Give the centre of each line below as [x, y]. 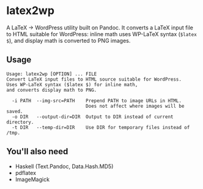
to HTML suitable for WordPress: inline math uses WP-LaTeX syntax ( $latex [102, 34]
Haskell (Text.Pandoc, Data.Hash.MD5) [64, 166]
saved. [15, 111]
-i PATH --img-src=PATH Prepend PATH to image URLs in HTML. [97, 101]
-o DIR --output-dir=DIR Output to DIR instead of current [93, 117]
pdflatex [26, 172]
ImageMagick [32, 179]
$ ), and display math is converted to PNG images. [68, 40]
